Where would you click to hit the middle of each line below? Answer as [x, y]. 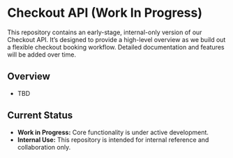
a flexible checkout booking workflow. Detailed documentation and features [116, 47]
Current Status [40, 116]
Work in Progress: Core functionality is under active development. [113, 132]
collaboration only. [44, 147]
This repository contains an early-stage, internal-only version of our [105, 32]
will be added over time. [42, 55]
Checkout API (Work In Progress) [105, 13]
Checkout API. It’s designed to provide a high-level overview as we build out [116, 39]
